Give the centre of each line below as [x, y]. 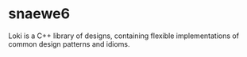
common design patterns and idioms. [69, 44]
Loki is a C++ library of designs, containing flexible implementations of [124, 36]
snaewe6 [39, 14]
